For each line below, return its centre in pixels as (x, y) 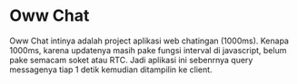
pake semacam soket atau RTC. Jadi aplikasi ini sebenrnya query (131, 60)
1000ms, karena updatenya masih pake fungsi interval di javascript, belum (148, 50)
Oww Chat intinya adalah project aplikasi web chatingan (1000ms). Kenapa (149, 41)
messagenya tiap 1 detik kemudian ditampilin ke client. (111, 70)
